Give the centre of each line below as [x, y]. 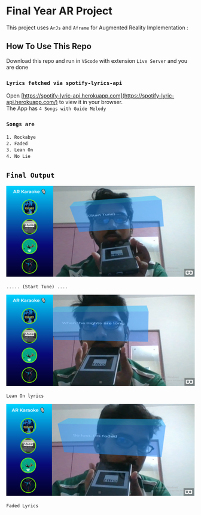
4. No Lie [19, 157]
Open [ [15, 96]
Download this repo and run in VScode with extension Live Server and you [97, 60]
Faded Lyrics [22, 506]
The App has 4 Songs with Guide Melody [56, 108]
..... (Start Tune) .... [37, 287]
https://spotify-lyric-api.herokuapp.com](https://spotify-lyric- [99, 96]
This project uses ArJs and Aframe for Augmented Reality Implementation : [97, 28]
